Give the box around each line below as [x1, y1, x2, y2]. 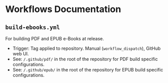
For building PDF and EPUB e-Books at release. [5, 36, 104, 41]
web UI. [12, 51, 29, 56]
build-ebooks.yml [5, 24, 60, 31]
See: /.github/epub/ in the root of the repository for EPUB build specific [12, 67, 163, 72]
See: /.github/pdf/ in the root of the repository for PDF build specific [12, 56, 158, 62]
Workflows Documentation [5, 4, 121, 15]
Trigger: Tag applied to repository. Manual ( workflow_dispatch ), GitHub [12, 45, 161, 51]
